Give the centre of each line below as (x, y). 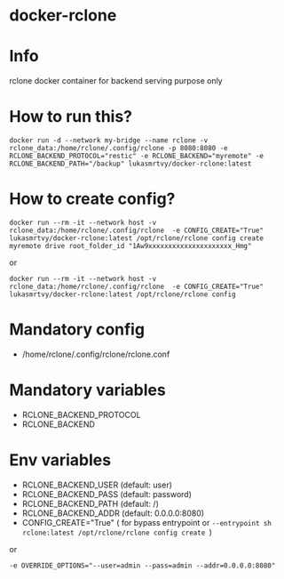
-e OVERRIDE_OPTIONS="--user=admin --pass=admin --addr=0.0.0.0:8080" (142, 566)
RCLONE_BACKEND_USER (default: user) (97, 485)
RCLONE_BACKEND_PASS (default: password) (107, 494)
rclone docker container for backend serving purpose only (116, 81)
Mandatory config (77, 330)
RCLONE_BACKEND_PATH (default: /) (91, 503)
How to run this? (71, 117)
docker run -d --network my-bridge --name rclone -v (109, 141)
